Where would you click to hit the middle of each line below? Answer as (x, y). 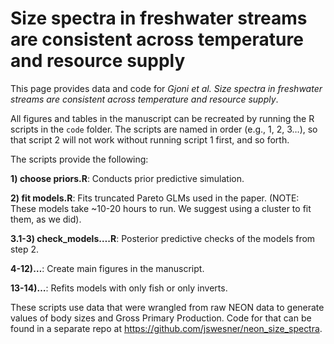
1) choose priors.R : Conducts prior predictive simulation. (127, 178)
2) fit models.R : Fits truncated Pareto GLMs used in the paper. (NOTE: (155, 198)
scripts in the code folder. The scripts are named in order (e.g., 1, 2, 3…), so (164, 129)
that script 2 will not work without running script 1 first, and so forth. (150, 139)
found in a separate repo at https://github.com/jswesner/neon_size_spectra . (166, 328)
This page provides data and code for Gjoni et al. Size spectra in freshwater (166, 88)
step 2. (25, 249)
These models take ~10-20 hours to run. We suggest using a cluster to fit (161, 208)
